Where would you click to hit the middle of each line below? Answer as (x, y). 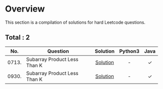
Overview (25, 9)
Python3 (129, 51)
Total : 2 (17, 37)
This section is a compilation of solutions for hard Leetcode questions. (75, 22)
